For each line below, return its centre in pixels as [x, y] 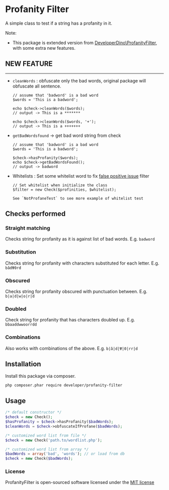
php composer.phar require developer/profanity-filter [64, 385]
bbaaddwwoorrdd [21, 325]
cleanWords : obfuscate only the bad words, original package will [79, 80]
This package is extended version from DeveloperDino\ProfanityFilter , [85, 43]
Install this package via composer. [40, 376]
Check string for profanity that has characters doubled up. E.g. [70, 320]
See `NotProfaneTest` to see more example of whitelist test [78, 198]
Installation [23, 364]
